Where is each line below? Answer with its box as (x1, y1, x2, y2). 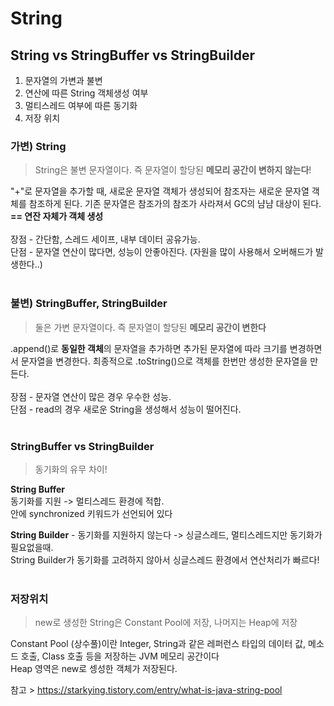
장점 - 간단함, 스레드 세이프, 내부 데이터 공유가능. (10, 233, 201, 246)
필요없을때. (10, 541, 54, 553)
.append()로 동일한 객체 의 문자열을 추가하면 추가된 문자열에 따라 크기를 (10, 342, 288, 354)
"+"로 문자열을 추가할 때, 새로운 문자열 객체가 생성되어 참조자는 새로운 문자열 (10, 185, 310, 197)
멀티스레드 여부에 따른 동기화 (24, 100, 138, 111)
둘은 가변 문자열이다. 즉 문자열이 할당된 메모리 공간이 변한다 (34, 321, 267, 333)
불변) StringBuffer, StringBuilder (10, 297, 168, 311)
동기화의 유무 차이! (34, 463, 108, 475)
